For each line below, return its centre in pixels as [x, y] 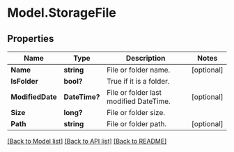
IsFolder [24, 81]
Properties [31, 39]
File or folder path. [137, 124]
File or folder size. [136, 113]
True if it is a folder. [138, 81]
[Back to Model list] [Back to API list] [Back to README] [87, 141]
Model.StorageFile [62, 13]
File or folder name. [139, 70]
